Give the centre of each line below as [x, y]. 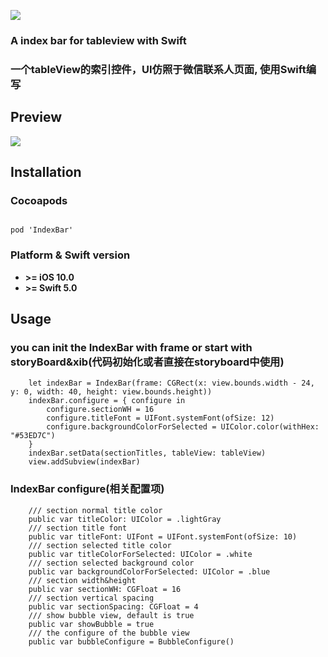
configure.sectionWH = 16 [100, 410]
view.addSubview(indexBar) [84, 462]
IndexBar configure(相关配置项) [87, 489]
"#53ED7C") [33, 436]
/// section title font [78, 528]
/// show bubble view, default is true [111, 615]
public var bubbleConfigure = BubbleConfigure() [131, 641]
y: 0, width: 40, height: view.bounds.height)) [111, 392]
